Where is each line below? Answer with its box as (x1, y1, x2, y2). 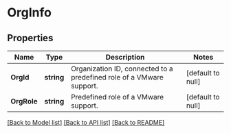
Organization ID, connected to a (71, 64, 173, 73)
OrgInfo (7, 5, 52, 21)
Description (105, 53, 145, 62)
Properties (7, 32, 54, 44)
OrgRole (10, 97, 38, 106)
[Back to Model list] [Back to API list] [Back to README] (7, 119, 165, 126)
